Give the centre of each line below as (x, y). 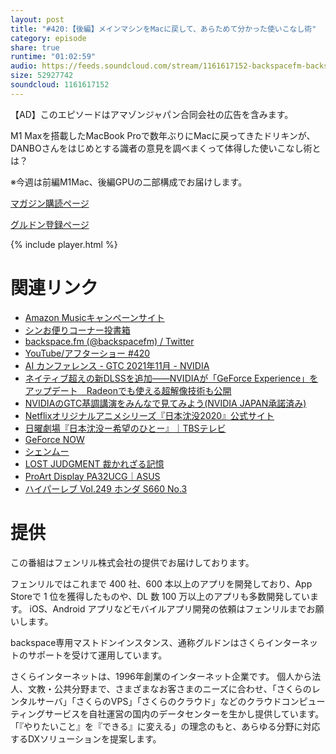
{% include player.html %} (64, 244)
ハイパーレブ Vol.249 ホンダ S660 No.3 (106, 488)
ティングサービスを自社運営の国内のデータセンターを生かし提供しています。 (167, 713)
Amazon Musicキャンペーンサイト (94, 317)
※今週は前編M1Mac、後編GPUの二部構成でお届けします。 (129, 182)
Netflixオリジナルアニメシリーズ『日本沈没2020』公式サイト (149, 415)
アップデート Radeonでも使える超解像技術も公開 (128, 390)
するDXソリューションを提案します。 (86, 738)
